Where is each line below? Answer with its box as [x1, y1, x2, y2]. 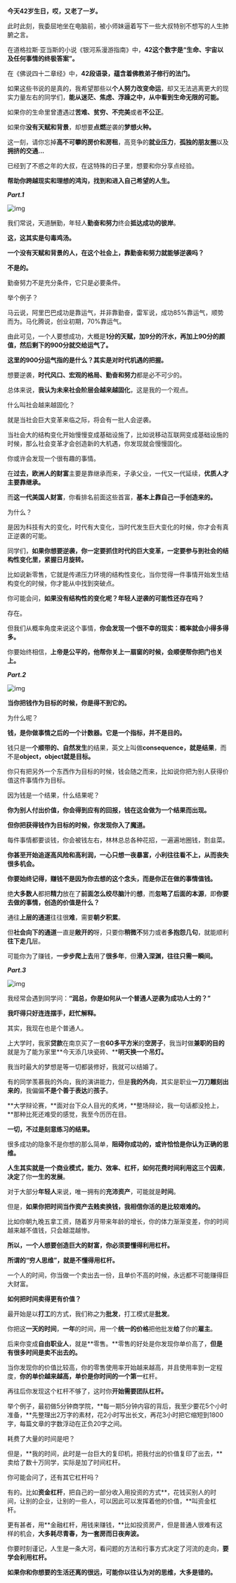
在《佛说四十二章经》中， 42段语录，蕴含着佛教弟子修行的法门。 [7, 70, 195, 77]
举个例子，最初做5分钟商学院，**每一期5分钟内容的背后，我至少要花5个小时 [7, 1402, 228, 1410]
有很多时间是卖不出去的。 [7, 1348, 81, 1357]
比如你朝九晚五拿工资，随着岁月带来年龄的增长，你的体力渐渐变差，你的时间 [7, 1217, 229, 1226]
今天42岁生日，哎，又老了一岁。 [7, 7, 102, 15]
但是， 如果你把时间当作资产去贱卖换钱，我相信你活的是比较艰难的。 [7, 1203, 204, 1210]
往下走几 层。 [7, 937, 44, 945]
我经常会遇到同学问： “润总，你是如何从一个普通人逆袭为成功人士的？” [7, 994, 211, 1002]
